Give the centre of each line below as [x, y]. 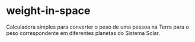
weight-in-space [48, 11]
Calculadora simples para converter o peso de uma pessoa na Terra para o [98, 27]
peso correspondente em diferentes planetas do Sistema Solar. [83, 33]
